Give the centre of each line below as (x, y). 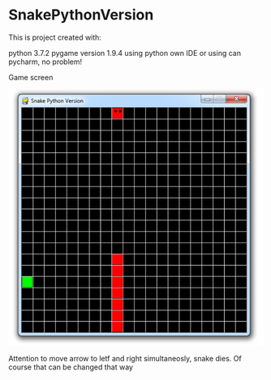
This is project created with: (55, 37)
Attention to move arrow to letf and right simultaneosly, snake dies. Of (125, 358)
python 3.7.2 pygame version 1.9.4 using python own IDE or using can (125, 53)
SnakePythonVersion (81, 15)
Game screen (31, 77)
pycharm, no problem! (45, 62)
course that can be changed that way (71, 367)
